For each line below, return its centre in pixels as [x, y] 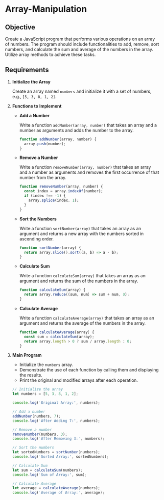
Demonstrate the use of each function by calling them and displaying [89, 370]
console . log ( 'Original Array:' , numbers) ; [56, 403]
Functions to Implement [37, 106]
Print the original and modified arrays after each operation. [79, 380]
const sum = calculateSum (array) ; [59, 337]
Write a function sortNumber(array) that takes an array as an [80, 228]
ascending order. [36, 238]
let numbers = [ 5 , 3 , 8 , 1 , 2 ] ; [45, 394]
